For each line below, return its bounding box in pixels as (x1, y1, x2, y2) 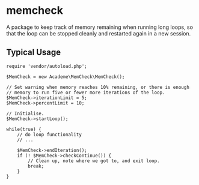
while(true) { (6, 126, 42, 132)
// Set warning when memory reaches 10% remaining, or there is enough (6, 84, 189, 90)
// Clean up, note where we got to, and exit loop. (28, 157, 161, 164)
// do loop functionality (17, 132, 82, 138)
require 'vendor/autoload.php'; (6, 63, 87, 69)
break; (28, 163, 44, 169)
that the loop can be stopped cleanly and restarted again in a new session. (6, 29, 191, 37)
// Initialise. (6, 111, 44, 117)
